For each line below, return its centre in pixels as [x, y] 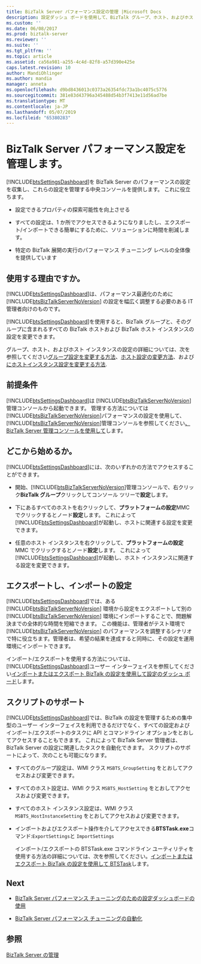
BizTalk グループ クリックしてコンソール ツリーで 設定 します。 [96, 495]
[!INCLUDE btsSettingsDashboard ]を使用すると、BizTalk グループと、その [96, 322]
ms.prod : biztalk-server [37, 34]
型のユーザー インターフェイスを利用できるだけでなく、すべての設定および [98, 725]
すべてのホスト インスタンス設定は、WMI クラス [74, 808]
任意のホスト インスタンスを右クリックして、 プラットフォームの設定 [99, 543]
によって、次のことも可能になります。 [63, 755]
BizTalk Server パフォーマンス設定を [96, 149]
